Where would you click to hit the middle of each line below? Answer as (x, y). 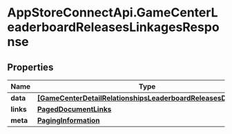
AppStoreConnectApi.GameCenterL (113, 13)
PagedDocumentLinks (74, 109)
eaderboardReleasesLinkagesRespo (113, 27)
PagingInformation (68, 120)
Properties (30, 67)
